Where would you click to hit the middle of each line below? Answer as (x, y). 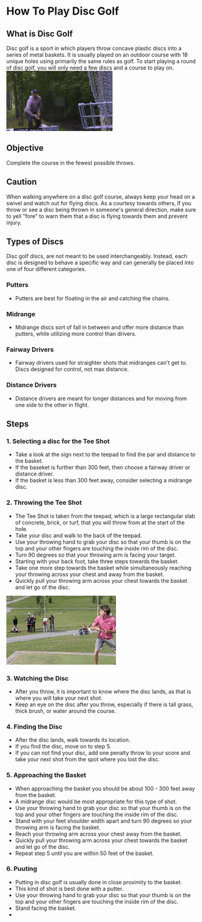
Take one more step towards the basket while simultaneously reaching (103, 568)
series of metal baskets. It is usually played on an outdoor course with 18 (97, 55)
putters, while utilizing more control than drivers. (76, 334)
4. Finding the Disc (34, 727)
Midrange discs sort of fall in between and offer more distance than (99, 328)
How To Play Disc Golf (63, 11)
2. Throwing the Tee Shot (44, 502)
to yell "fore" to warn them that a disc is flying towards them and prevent (97, 216)
